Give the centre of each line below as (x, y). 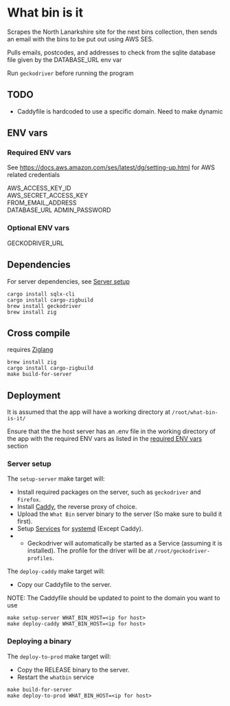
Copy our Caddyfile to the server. (64, 585)
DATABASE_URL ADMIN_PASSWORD (59, 210)
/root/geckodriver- (182, 551)
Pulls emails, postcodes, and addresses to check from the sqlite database (112, 52)
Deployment (34, 395)
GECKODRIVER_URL (35, 243)
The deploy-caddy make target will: (56, 571)
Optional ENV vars (38, 228)
